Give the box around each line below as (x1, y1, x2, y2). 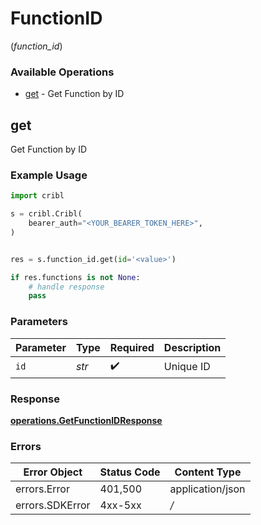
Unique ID (163, 360, 211, 374)
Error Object (23, 465, 83, 479)
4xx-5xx (99, 498, 142, 512)
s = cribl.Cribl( (10, 209, 83, 219)
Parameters (10, 315, 68, 329)
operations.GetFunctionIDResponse (10, 414, 163, 426)
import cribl (10, 191, 65, 201)
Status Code (99, 465, 161, 479)
